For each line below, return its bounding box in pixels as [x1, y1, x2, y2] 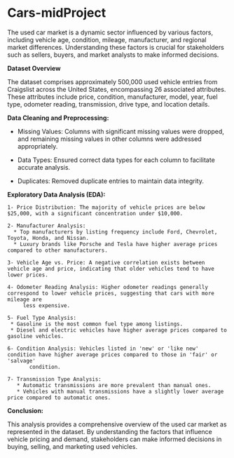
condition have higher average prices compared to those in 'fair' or [7, 351, 218, 358]
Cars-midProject [7, 5, 106, 21]
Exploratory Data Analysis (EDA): [7, 190, 106, 198]
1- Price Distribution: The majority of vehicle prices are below [7, 203, 205, 211]
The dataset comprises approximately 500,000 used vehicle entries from [7, 77, 218, 86]
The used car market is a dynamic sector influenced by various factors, [7, 28, 214, 36]
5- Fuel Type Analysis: [7, 314, 77, 321]
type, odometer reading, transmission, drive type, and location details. [7, 100, 210, 108]
